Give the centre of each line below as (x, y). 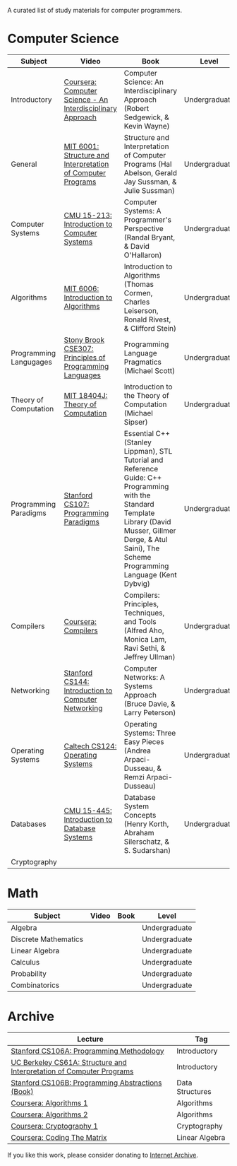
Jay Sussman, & (150, 182)
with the (137, 495)
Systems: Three (150, 733)
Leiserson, (141, 310)
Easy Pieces (144, 741)
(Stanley (138, 442)
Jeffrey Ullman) (150, 656)
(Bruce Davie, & (150, 704)
